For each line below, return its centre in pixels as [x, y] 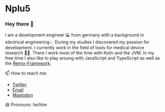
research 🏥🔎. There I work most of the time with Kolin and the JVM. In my [80, 53]
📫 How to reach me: [26, 73]
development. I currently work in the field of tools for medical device [75, 48]
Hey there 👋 [19, 24]
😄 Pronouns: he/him [26, 105]
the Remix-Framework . [28, 63]
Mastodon [22, 95]
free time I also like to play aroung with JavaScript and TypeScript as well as [82, 58]
